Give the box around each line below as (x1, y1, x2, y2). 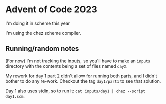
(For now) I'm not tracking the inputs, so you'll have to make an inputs (5, 58, 151, 64)
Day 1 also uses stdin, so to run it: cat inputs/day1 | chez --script (5, 88, 146, 94)
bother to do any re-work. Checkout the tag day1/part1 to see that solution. (5, 78, 161, 84)
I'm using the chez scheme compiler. (5, 30, 81, 36)
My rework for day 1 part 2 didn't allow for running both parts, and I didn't (5, 73, 157, 79)
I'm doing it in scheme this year (5, 20, 70, 26)
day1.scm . (5, 93, 25, 99)
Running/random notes (5, 44, 79, 53)
